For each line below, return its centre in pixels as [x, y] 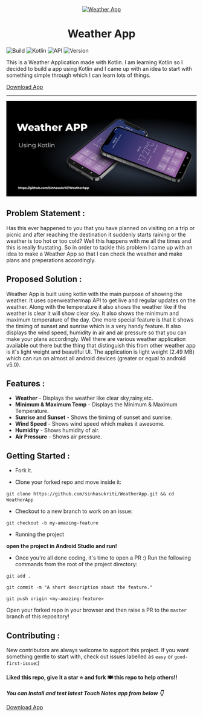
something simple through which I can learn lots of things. [79, 75]
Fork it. [24, 471]
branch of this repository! [38, 616]
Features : [26, 384]
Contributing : [33, 636]
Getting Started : [38, 456]
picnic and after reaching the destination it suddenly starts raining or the [96, 234]
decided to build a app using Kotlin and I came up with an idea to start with [99, 68]
